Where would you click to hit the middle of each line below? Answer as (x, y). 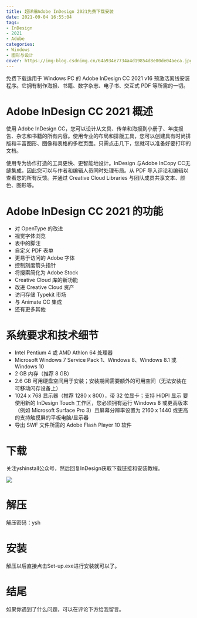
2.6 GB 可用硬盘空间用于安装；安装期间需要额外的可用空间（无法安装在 (101, 381)
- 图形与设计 (20, 55)
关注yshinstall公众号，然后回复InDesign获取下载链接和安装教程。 (84, 468)
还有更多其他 (30, 310)
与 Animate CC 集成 (38, 302)
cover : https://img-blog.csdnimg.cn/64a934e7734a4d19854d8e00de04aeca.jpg (99, 61)
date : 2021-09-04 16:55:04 (39, 17)
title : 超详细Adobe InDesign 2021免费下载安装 (60, 11)
